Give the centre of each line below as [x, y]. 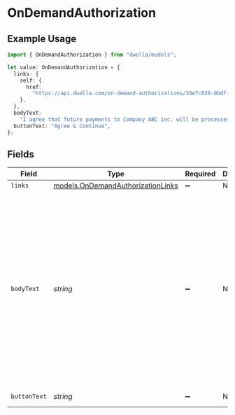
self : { [31, 80]
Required [200, 174]
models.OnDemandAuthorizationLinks [116, 185]
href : [34, 87]
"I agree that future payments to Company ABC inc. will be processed [125, 119]
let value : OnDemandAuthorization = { [64, 67]
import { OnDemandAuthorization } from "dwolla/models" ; [92, 55]
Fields [21, 154]
